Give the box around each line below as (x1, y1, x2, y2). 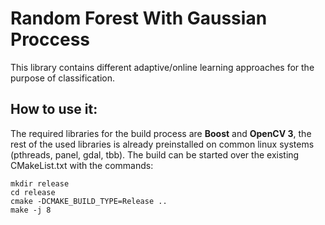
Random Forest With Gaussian (10, 7, 268, 30)
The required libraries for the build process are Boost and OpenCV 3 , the (10, 127, 312, 139)
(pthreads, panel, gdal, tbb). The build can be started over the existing (10, 148, 300, 161)
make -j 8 (10, 205, 52, 215)
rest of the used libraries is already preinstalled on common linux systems (10, 138, 315, 150)
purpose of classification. (10, 72, 115, 84)
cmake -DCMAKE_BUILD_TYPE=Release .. (10, 196, 168, 206)
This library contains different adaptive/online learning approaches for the (10, 61, 315, 73)
